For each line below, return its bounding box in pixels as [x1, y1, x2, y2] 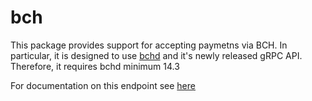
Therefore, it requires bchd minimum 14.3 [10, 60, 180, 72]
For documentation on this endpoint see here [10, 79, 196, 91]
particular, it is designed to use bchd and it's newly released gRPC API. [10, 49, 303, 61]
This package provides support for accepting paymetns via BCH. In [10, 39, 288, 51]
